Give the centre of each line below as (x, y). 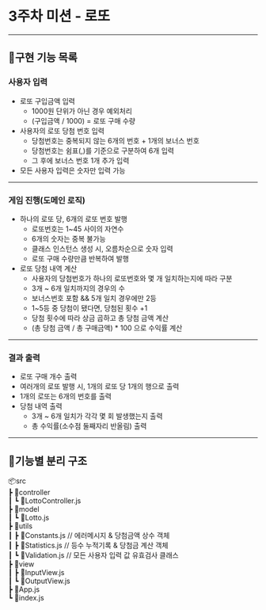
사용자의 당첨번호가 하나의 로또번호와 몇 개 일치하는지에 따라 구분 (132, 278)
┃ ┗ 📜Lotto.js (29, 518)
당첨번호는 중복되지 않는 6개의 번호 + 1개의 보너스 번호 (116, 140)
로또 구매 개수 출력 (48, 376)
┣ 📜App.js (24, 589)
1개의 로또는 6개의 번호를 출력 (66, 396)
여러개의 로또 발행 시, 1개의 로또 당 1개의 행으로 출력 (99, 387)
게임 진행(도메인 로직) (47, 200)
